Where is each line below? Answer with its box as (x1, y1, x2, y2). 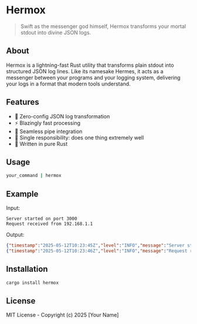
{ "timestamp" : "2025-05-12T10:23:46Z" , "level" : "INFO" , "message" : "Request (6, 248, 188, 254)
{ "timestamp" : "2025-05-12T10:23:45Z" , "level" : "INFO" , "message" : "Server (6, 243, 185, 248)
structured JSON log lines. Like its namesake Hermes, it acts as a (6, 67, 164, 74)
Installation (6, 264, 48, 274)
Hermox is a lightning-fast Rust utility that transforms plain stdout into (6, 62, 174, 69)
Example (6, 189, 39, 199)
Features (6, 97, 39, 107)
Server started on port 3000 (6, 216, 77, 222)
